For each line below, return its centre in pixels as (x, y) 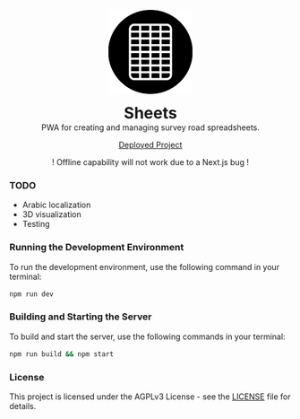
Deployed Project (150, 145)
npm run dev (31, 294)
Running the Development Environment (97, 248)
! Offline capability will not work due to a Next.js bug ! (150, 162)
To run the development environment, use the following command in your (145, 266)
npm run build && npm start (62, 354)
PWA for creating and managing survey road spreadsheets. (150, 127)
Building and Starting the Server (81, 317)
